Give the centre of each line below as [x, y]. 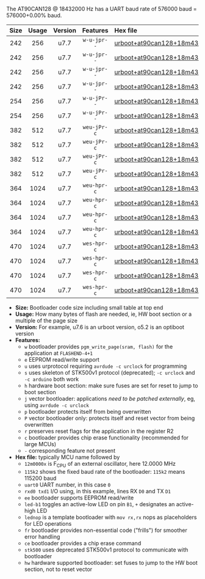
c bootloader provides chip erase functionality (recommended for [106, 438]
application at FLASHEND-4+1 [59, 353]
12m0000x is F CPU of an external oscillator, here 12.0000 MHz [100, 465]
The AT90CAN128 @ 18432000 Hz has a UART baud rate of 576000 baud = [102, 9]
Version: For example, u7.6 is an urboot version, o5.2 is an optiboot [100, 327]
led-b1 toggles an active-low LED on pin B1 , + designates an [99, 504]
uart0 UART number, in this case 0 [67, 484]
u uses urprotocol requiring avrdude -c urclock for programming [106, 366]
